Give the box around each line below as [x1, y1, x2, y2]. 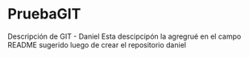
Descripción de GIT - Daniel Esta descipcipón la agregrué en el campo [7, 31, 242, 41]
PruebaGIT [7, 5, 81, 23]
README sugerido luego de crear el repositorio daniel [7, 39, 187, 49]
